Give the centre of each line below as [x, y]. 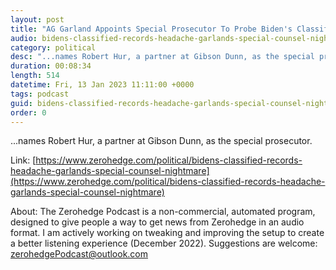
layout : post [37, 19]
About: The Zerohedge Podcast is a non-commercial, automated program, [163, 212]
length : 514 [35, 76]
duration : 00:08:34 [51, 66]
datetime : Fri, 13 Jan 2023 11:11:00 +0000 [102, 85]
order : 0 [28, 112]
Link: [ [23, 160]
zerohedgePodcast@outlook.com [79, 254]
